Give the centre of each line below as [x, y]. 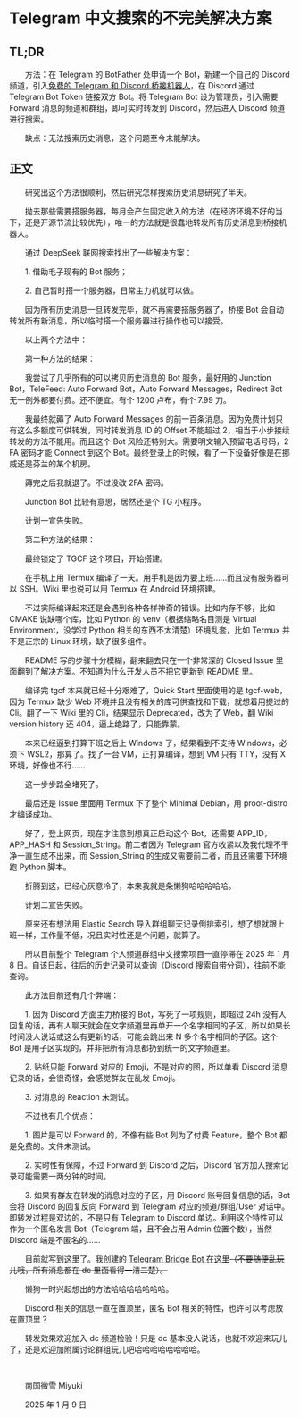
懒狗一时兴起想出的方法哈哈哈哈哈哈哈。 [99, 1288]
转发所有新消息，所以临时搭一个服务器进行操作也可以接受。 [119, 320]
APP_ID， [254, 833]
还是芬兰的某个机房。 [56, 463]
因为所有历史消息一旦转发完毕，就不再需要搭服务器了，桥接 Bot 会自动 [154, 309]
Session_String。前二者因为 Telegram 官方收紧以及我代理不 [171, 844]
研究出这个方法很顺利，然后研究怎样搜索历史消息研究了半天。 [138, 192]
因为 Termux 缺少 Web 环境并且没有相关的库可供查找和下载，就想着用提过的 [150, 701]
